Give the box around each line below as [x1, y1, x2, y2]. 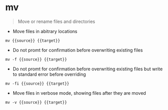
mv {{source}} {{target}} [5, 38, 60, 43]
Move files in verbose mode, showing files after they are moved [12, 90, 146, 96]
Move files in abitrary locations [12, 28, 77, 34]
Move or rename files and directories [17, 18, 96, 24]
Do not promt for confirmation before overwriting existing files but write [12, 66, 163, 72]
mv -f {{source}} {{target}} [5, 57, 67, 62]
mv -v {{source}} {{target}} [5, 100, 67, 105]
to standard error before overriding [12, 71, 87, 77]
